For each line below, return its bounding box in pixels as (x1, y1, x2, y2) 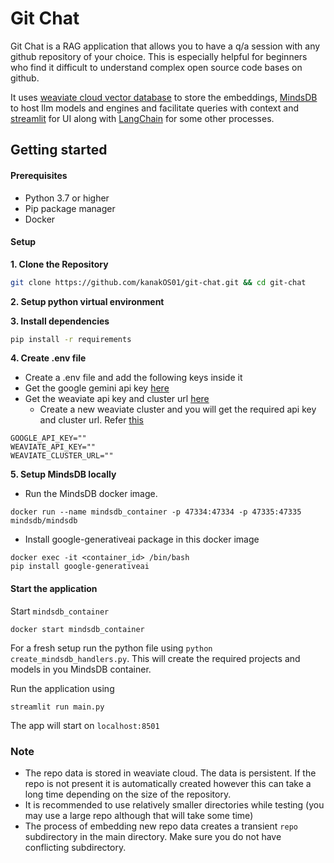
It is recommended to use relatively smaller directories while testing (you (24, 798, 325, 811)
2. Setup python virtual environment (10, 295, 165, 307)
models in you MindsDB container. (10, 663, 152, 675)
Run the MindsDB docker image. (24, 488, 158, 500)
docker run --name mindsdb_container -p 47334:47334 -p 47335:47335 (10, 507, 302, 517)
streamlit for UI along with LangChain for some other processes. (10, 112, 275, 124)
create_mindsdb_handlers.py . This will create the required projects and (10, 652, 301, 664)
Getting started (10, 142, 108, 159)
